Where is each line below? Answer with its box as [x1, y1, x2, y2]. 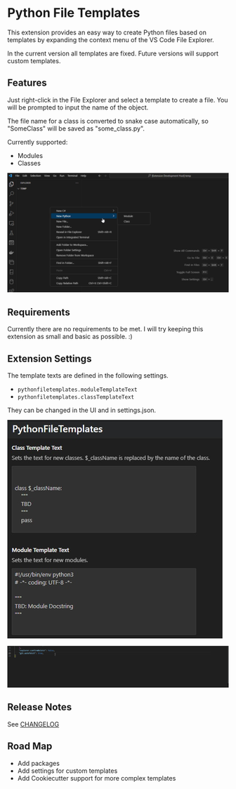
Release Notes [7, 701, 72, 713]
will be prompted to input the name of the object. [7, 103, 149, 112]
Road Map [7, 741, 53, 752]
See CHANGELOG [7, 720, 60, 728]
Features [7, 77, 47, 89]
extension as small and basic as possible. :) [7, 332, 133, 341]
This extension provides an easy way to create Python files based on [7, 28, 207, 37]
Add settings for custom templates [17, 767, 118, 775]
